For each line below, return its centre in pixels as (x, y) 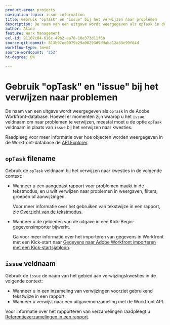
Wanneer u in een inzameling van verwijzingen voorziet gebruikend (83, 291)
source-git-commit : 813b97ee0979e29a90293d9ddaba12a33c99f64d (72, 43)
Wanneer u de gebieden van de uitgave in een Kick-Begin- (74, 222)
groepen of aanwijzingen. (39, 197)
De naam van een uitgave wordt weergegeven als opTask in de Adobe (77, 111)
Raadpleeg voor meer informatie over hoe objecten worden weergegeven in (84, 137)
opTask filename (30, 158)
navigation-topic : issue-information (45, 15)
